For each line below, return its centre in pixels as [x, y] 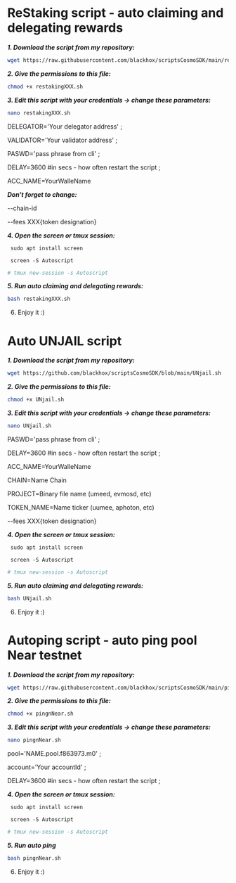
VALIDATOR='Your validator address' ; [63, 140]
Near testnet [45, 655]
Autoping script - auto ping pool [103, 640]
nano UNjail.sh [29, 426]
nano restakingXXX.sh [39, 113]
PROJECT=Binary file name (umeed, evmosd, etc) [80, 494]
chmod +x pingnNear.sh [40, 714]
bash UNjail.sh [29, 598]
